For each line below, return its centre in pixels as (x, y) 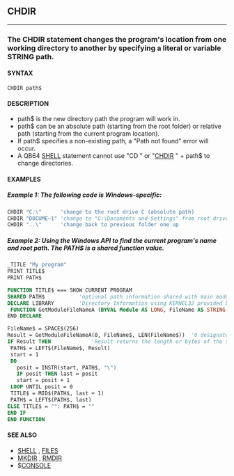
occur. (26, 148)
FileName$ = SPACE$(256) (43, 329)
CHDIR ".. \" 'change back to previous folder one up (93, 225)
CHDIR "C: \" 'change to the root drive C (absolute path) (101, 212)
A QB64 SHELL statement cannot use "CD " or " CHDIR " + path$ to (114, 156)
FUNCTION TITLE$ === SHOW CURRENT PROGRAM (70, 290)
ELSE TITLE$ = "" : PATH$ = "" (51, 406)
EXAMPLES (24, 179)
